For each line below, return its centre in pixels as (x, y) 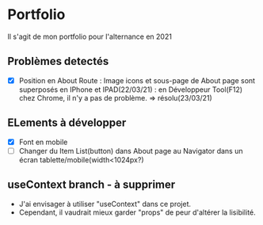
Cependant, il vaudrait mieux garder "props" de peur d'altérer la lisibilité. (137, 212)
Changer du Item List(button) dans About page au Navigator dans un (131, 151)
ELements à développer (67, 123)
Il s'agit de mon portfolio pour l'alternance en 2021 (90, 36)
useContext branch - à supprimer (91, 185)
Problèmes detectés (58, 61)
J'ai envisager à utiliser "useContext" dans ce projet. (105, 204)
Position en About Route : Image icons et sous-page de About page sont (137, 80)
